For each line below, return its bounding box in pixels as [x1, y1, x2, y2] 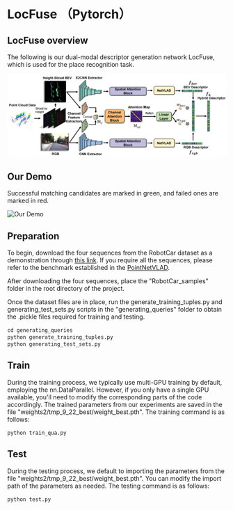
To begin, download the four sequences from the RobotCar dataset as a [7, 248, 213, 257]
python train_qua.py [7, 429, 67, 436]
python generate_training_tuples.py [7, 334, 113, 341]
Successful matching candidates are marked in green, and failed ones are [7, 189, 219, 198]
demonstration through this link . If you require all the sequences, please [7, 256, 214, 264]
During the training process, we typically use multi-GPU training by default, [7, 378, 223, 386]
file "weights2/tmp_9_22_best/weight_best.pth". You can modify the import [7, 474, 221, 482]
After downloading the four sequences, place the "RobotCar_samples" [7, 277, 209, 285]
